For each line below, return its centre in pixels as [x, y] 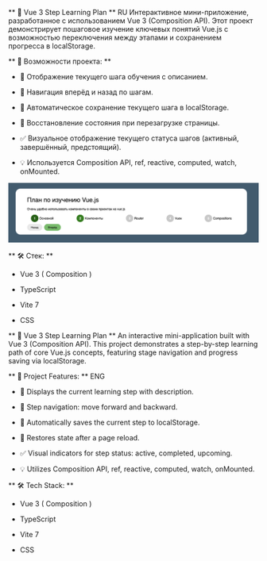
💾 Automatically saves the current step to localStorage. [110, 422]
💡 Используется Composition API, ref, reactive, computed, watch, [128, 162]
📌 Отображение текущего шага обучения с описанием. [114, 77]
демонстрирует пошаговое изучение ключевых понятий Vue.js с [118, 29]
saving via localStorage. [48, 360]
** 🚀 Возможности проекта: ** [60, 61]
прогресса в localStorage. [52, 46]
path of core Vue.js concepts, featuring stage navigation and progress [123, 352]
